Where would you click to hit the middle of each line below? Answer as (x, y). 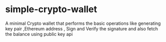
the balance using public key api (39, 34)
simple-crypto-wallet (51, 9)
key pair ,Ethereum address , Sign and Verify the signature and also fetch (82, 28)
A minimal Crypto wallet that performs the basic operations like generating (83, 23)
